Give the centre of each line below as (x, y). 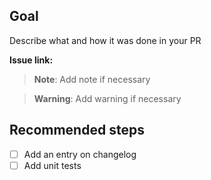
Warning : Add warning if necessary (107, 98)
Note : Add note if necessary (92, 79)
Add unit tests (52, 165)
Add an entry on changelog (80, 154)
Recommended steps (77, 130)
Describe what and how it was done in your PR (105, 40)
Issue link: (31, 60)
